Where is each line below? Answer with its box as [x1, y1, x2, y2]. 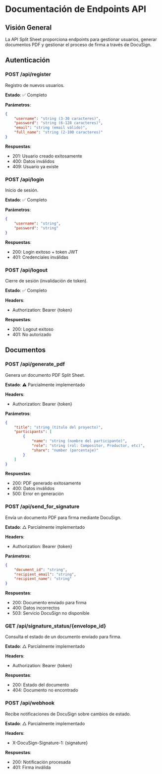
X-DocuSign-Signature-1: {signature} [12, 740, 88, 746]
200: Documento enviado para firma [12, 600, 87, 606]
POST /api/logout [5, 267, 48, 274]
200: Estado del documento [12, 682, 69, 688]
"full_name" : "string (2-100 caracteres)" [14, 130, 103, 135]
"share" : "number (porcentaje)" [31, 448, 99, 453]
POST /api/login [5, 176, 44, 183]
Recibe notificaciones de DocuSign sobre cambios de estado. [5, 711, 131, 717]
